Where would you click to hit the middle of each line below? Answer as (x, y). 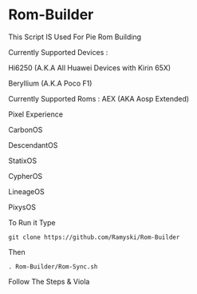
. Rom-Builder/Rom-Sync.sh (53, 266)
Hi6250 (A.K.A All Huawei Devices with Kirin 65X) (90, 68)
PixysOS (22, 207)
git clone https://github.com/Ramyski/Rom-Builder (94, 237)
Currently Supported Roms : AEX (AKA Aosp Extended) (99, 98)
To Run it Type (32, 222)
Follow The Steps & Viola (49, 281)
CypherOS (26, 176)
